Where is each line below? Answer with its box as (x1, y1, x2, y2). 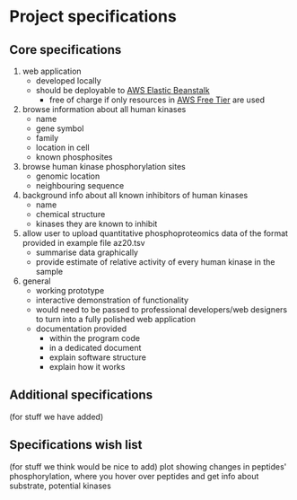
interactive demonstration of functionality (35, 294, 189, 305)
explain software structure (48, 352, 146, 363)
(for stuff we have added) (9, 411, 104, 422)
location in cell (35, 142, 90, 153)
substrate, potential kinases (9, 480, 112, 491)
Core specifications (9, 42, 122, 57)
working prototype (35, 285, 105, 295)
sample (35, 267, 64, 276)
